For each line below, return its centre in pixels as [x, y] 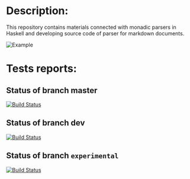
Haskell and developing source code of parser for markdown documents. [95, 33]
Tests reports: [41, 69]
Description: [37, 11]
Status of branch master [52, 90]
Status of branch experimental [62, 156]
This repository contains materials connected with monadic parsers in [91, 27]
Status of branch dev [46, 123]
